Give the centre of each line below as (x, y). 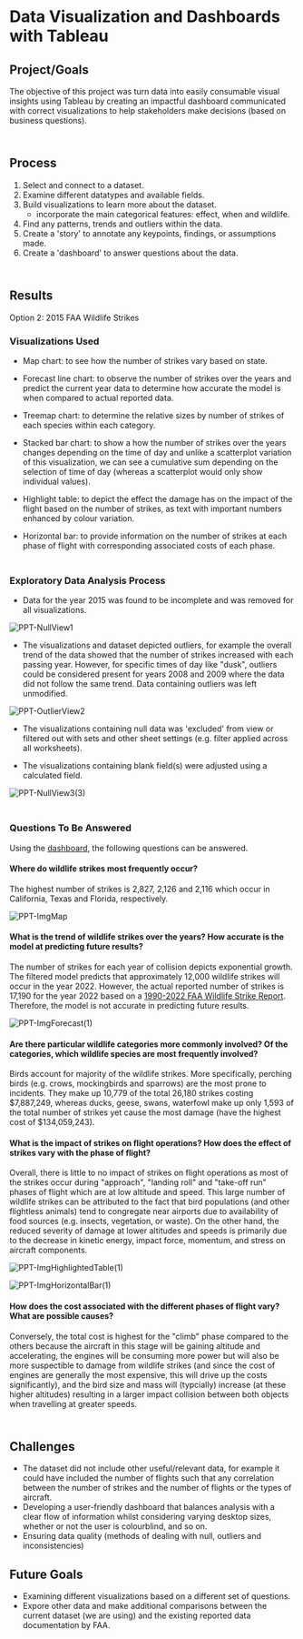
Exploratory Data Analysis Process (88, 580)
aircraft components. (49, 1250)
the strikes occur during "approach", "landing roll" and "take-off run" (138, 1182)
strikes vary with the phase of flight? (80, 1152)
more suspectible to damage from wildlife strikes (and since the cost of (142, 1365)
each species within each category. (89, 425)
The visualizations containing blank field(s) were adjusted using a (145, 766)
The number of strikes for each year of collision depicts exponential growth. (151, 967)
